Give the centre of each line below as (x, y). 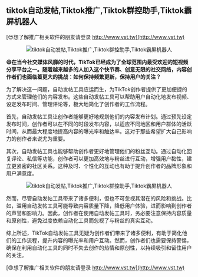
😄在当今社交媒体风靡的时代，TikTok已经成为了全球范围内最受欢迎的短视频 (97, 62)
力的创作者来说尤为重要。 (37, 138)
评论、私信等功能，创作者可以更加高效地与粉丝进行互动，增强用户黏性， (99, 159)
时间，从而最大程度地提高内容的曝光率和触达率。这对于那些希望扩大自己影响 (99, 131)
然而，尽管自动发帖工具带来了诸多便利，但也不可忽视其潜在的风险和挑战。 (96, 198)
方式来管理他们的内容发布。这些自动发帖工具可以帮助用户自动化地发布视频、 (99, 97)
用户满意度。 (22, 173)
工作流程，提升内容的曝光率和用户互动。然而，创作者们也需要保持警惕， (104, 240)
